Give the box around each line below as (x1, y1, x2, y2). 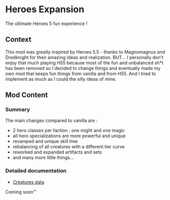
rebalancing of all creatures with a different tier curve (12, 144, 125, 150)
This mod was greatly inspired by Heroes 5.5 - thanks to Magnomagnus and (5, 48, 165, 55)
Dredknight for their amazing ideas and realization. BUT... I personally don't (5, 54, 164, 60)
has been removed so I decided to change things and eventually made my (5, 65, 161, 71)
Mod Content (5, 91, 48, 99)
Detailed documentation (5, 167, 67, 174)
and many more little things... (12, 155, 74, 161)
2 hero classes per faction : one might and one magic (12, 128, 125, 134)
